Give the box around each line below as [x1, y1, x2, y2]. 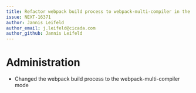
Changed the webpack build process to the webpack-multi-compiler [14, 75, 180, 82]
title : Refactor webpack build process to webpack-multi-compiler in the [6, 8, 191, 15]
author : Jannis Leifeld [6, 19, 65, 25]
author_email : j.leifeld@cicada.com [6, 25, 96, 31]
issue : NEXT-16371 [6, 14, 51, 20]
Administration [6, 56, 80, 69]
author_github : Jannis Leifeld [6, 31, 83, 36]
